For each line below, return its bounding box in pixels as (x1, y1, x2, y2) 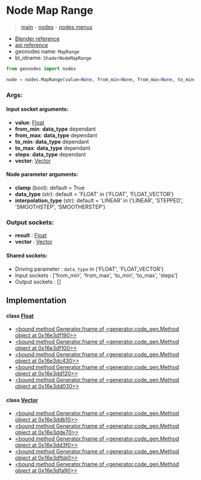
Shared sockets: (6, 252, 48, 259)
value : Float (14, 119, 45, 126)
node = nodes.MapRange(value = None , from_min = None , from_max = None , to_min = (6, 76, 197, 83)
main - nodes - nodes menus (20, 23, 93, 31)
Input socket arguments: (6, 105, 69, 113)
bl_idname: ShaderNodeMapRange (14, 54, 92, 61)
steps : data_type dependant (14, 150, 86, 158)
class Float (6, 312, 34, 319)
